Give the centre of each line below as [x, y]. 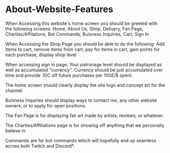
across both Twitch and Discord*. [40, 146]
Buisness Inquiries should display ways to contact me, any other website [81, 100]
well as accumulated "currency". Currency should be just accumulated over [84, 70]
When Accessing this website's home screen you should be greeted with [81, 23]
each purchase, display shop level [41, 55]
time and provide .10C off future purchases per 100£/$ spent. [69, 75]
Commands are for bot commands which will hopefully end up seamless [81, 140]
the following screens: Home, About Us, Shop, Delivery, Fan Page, [74, 28]
